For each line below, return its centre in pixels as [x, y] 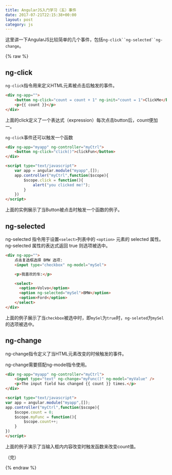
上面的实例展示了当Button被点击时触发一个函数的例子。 [64, 210]
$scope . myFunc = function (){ [46, 417]
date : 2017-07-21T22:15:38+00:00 [41, 15]
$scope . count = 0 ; [34, 412]
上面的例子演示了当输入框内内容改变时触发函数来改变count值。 [72, 446]
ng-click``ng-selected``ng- [133, 40]
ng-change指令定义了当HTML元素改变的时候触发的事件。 [66, 354]
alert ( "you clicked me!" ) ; [61, 185]
